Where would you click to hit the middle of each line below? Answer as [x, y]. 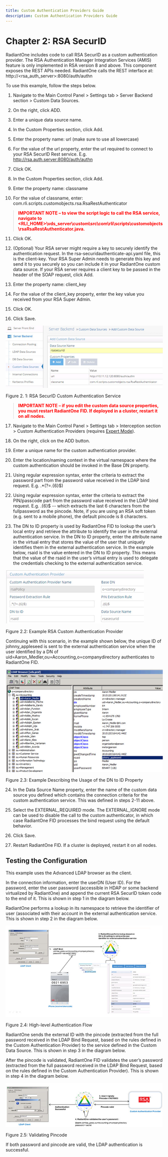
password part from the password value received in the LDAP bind [81, 481]
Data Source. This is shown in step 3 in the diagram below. [66, 1050]
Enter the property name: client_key [50, 285]
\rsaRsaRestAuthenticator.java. [51, 229]
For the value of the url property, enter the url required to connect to [83, 149]
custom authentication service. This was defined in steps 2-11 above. [84, 800]
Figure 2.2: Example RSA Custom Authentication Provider [65, 632]
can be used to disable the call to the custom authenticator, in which [83, 815]
